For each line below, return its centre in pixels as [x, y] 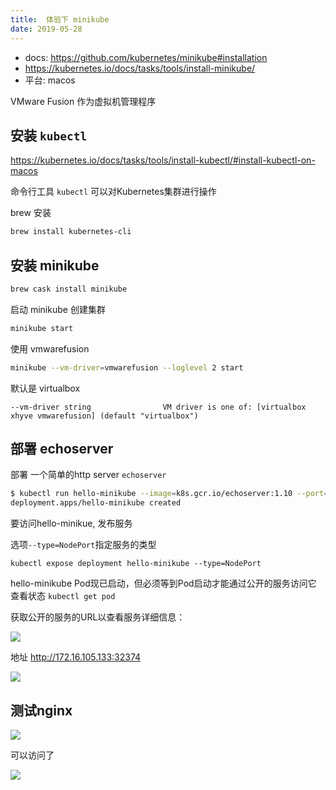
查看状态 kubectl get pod [63, 596]
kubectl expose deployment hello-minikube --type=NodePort [136, 564]
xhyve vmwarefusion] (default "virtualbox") [104, 416]
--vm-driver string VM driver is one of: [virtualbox [158, 407]
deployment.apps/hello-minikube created [96, 503]
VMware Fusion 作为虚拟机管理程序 [83, 101]
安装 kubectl [49, 135]
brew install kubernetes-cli [71, 232]
